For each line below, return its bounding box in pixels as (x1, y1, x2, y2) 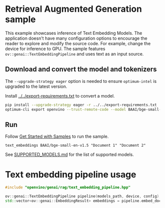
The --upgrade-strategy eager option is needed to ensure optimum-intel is (5, 78, 157, 84)
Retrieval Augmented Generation (5, 3, 142, 15)
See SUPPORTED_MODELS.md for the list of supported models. (5, 152, 134, 157)
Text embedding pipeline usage (5, 169, 137, 180)
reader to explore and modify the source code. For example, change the (5, 40, 151, 46)
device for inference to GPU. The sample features (5, 46, 106, 52)
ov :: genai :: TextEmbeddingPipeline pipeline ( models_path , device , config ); (5, 194, 162, 199)
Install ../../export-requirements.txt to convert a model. (5, 93, 115, 99)
